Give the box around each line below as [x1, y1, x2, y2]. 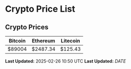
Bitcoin [8, 38, 26, 44]
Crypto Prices [5, 23, 49, 31]
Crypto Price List [5, 3, 75, 15]
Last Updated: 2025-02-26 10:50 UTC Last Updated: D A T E [5, 58, 126, 64]
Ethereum [32, 38, 56, 44]
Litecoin [61, 38, 80, 44]
